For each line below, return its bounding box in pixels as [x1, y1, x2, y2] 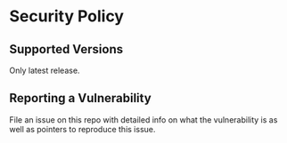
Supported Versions [9, 42, 123, 57]
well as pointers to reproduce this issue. [9, 123, 156, 134]
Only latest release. [9, 65, 80, 75]
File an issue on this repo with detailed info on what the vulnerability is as [9, 114, 278, 125]
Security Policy [9, 6, 125, 27]
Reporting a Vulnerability [9, 91, 152, 106]
